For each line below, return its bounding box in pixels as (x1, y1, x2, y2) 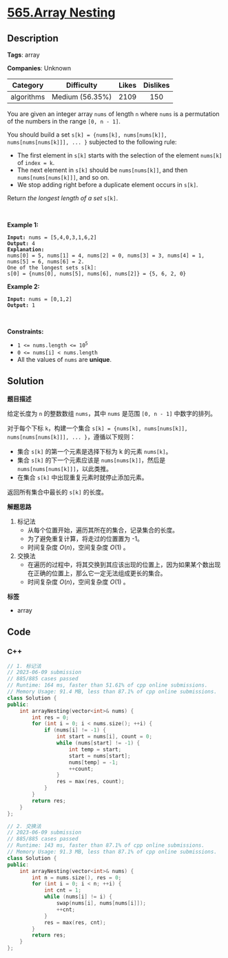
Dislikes (143, 81, 170, 90)
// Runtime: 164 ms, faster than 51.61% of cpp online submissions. (7, 682, 208, 689)
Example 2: (7, 282, 40, 291)
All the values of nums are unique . (17, 356, 112, 363)
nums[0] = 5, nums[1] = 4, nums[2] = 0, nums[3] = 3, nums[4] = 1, (7, 252, 205, 259)
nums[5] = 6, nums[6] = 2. (7, 258, 85, 265)
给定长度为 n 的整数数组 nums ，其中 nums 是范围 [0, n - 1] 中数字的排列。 (7, 409, 217, 417)
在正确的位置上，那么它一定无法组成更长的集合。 (27, 568, 167, 577)
